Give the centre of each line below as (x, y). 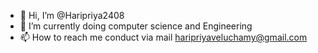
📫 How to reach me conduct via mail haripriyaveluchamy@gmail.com (163, 37)
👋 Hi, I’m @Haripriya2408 (72, 15)
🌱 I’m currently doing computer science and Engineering (136, 26)
